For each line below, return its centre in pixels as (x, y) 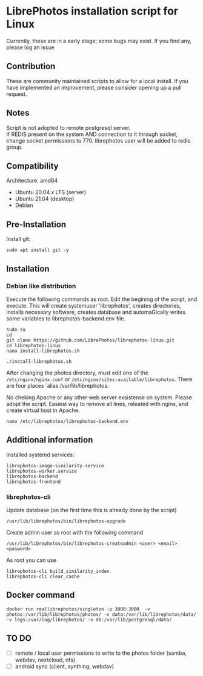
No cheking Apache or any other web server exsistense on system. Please (99, 397)
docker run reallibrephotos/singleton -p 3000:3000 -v (78, 609)
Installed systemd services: (40, 455)
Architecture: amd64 (32, 181)
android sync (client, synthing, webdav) (64, 666)
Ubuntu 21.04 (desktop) (45, 199)
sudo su (16, 330)
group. (15, 147)
